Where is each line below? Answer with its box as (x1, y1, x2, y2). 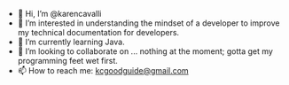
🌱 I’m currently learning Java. (17, 36, 126, 47)
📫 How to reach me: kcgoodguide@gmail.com (17, 66, 189, 75)
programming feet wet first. (17, 56, 118, 66)
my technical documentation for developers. (17, 27, 180, 37)
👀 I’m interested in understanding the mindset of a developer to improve (17, 18, 280, 28)
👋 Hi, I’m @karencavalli (17, 9, 102, 19)
